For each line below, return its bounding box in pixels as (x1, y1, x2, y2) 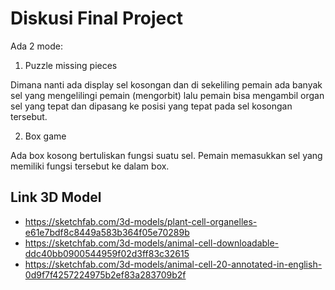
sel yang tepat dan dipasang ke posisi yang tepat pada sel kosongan (10, 100, 293, 112)
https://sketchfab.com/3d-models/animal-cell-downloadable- (24, 237, 280, 249)
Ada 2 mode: (10, 40, 63, 52)
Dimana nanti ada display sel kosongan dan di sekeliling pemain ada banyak (10, 78, 323, 91)
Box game (24, 130, 67, 142)
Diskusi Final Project (10, 7, 184, 30)
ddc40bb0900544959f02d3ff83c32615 (24, 247, 190, 259)
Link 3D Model (10, 189, 102, 206)
